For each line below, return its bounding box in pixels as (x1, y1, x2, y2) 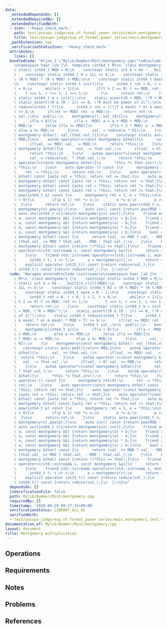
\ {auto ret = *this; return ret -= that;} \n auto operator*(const (14, 392, 164, 397)
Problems (5, 600, 36, 609)
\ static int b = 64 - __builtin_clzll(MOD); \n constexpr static (14, 281, 159, 286)
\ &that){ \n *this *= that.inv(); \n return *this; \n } (14, 373, 159, 378)
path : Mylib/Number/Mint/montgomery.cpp (9, 494, 94, 499)
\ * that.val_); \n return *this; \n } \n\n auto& (14, 369, 139, 374)
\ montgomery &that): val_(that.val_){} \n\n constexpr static (14, 133, 153, 138)
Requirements (5, 566, 50, 575)
